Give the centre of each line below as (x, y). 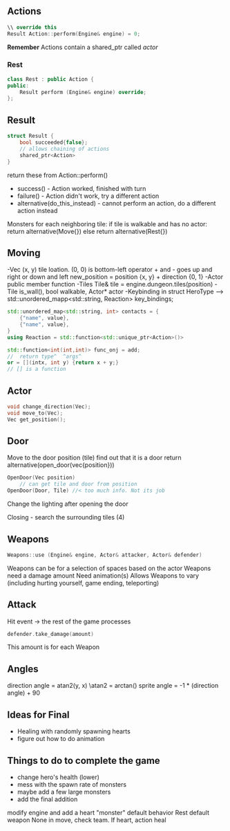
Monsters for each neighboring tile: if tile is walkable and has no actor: (107, 223)
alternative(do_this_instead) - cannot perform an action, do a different (116, 203)
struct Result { (30, 136)
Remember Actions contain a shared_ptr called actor (83, 47)
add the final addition (47, 799)
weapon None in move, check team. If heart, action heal (87, 820)
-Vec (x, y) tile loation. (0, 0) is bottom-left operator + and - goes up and (110, 270)
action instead (37, 210)
